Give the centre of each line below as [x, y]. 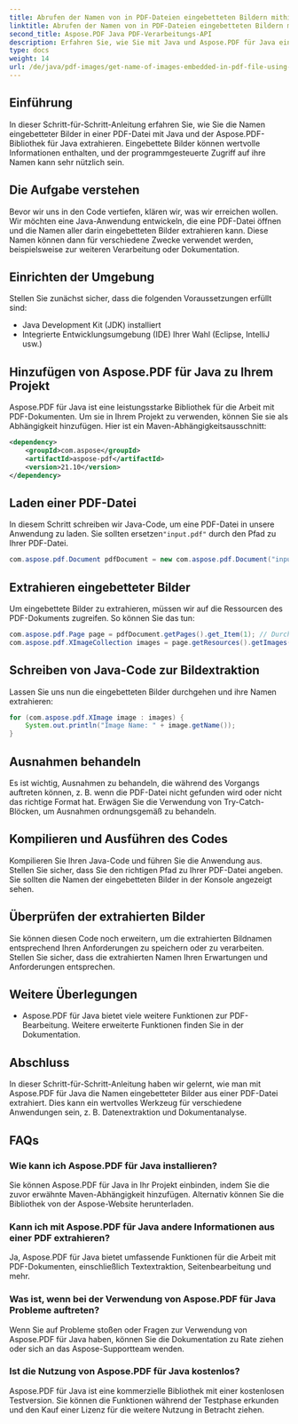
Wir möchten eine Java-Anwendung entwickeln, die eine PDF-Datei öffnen [145, 221]
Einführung [41, 103]
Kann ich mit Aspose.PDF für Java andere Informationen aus [142, 1227]
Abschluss [39, 1062]
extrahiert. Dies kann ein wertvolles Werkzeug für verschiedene [125, 1103]
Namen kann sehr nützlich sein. [67, 162]
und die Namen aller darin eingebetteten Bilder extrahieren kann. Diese [139, 230]
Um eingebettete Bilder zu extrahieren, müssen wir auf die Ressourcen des [146, 609]
